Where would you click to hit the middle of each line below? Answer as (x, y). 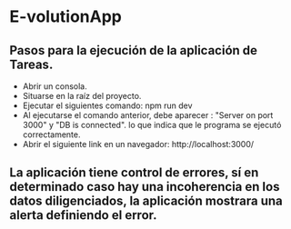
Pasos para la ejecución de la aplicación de (133, 50)
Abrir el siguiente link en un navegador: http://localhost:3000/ (138, 144)
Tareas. (31, 64)
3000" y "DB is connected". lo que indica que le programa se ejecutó (152, 125)
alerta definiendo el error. (83, 215)
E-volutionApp (66, 17)
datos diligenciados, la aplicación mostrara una (146, 201)
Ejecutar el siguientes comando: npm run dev (107, 105)
